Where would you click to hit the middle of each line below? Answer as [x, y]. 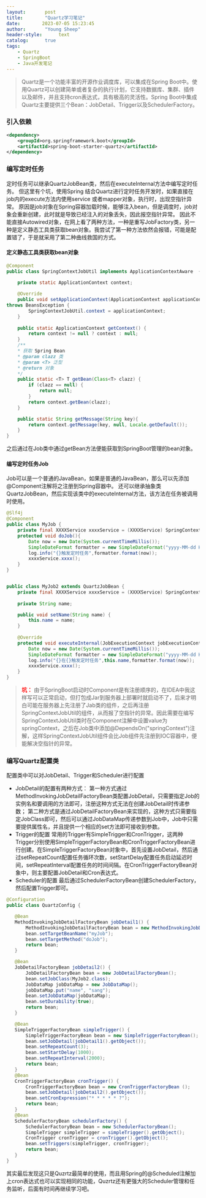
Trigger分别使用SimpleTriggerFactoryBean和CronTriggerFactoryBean [103, 842]
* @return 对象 [36, 368]
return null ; [55, 391]
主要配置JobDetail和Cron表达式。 [79, 873]
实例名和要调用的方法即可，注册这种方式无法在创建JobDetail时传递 [100, 804]
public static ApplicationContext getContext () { [82, 328]
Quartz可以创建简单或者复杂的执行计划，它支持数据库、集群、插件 [111, 89]
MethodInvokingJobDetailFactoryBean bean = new [87, 928]
